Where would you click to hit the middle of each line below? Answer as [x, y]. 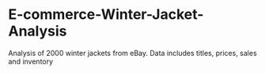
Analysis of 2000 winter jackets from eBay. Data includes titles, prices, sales [132, 53]
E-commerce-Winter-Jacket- [106, 15]
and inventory [31, 61]
